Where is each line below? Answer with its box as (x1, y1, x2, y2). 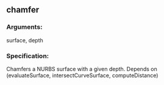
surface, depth (6, 36, 44, 44)
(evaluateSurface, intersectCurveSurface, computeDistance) (6, 72, 159, 79)
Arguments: (6, 23, 43, 31)
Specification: (6, 51, 49, 60)
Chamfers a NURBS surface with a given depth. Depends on (6, 65, 157, 72)
